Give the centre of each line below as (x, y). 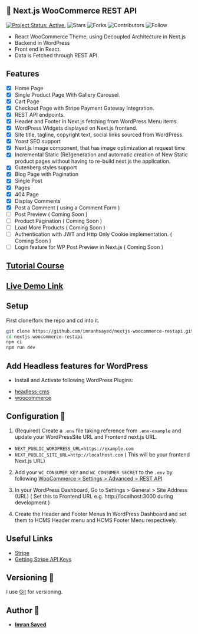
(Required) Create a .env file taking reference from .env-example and (98, 431)
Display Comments (37, 201)
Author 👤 (23, 610)
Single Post (28, 181)
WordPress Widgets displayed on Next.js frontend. (76, 128)
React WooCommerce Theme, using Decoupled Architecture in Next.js (100, 37)
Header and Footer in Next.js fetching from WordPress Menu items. (96, 121)
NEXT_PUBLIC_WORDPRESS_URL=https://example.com (74, 449)
